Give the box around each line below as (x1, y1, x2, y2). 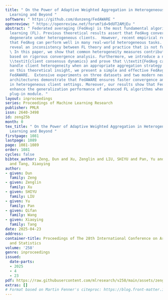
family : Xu (9, 185, 32, 190)
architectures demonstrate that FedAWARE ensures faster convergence (9, 77, 157, 82)
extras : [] (5, 282, 28, 287)
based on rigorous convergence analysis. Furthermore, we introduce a (9, 54, 160, 59)
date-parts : (9, 259, 35, 264)
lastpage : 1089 (5, 138, 37, 143)
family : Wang (9, 213, 37, 218)
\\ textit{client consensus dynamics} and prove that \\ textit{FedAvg (9, 59, 157, 64)
